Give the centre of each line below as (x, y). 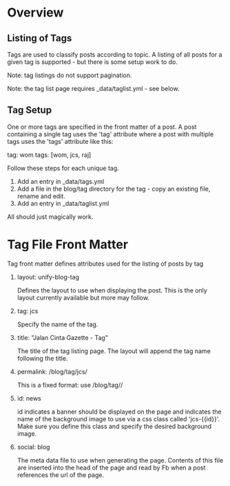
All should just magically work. (50, 216)
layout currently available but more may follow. (83, 297)
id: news (29, 398)
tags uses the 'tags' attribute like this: (60, 141)
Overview (35, 13)
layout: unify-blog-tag (48, 277)
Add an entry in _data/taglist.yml (63, 203)
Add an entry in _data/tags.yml (61, 181)
